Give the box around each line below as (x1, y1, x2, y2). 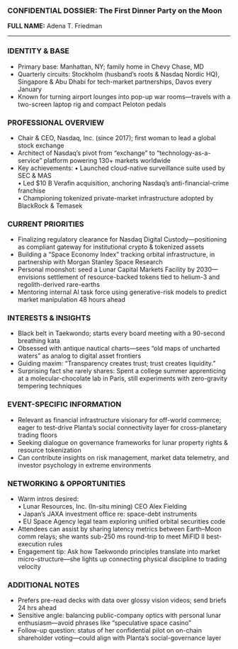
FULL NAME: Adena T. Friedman (7, 22, 103, 30)
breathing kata (17, 337, 60, 345)
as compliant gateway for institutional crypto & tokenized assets (17, 243, 204, 252)
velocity (17, 563, 41, 571)
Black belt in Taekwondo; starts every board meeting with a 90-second (17, 329, 225, 338)
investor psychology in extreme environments (17, 461, 152, 469)
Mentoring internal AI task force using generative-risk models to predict (17, 288, 227, 296)
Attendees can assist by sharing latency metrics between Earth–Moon (17, 525, 222, 534)
